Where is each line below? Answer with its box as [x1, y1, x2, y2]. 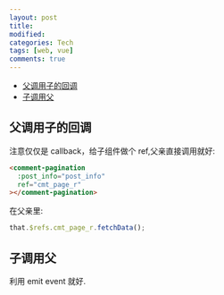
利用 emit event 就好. [9, 276, 87, 286]
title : [9, 21, 34, 30]
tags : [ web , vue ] [9, 46, 74, 55]
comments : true [9, 55, 66, 63]
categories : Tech [9, 38, 74, 47]
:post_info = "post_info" [17, 172, 105, 181]
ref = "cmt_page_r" [17, 180, 82, 189]
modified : [9, 29, 46, 38]
